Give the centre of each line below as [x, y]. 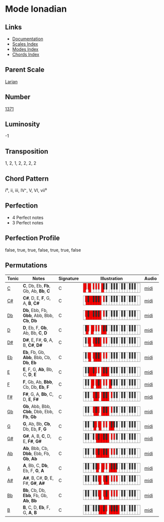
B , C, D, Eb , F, [36, 507]
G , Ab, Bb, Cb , [37, 424]
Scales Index [25, 44]
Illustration [112, 278]
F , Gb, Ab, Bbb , [38, 382]
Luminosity [23, 124]
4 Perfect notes [28, 217]
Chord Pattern [27, 178]
